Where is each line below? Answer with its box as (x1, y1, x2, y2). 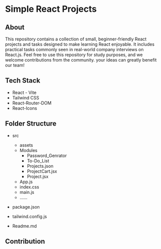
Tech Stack (5, 76, 40, 85)
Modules (19, 147, 38, 153)
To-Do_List (27, 157, 49, 163)
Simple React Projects (5, 3, 97, 15)
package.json (12, 204, 40, 210)
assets (19, 142, 33, 148)
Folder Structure (5, 120, 57, 128)
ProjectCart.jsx (27, 168, 58, 174)
